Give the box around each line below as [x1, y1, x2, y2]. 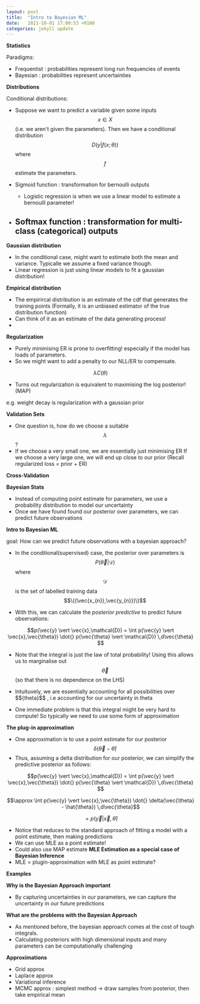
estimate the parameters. [14, 170, 77, 177]
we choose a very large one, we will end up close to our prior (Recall [14, 454, 184, 461]
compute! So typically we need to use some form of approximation [14, 712, 180, 720]
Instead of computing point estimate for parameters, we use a [14, 495, 168, 503]
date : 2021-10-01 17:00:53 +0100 [6, 20, 95, 26]
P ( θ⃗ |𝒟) [95, 559, 116, 566]
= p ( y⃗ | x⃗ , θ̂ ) [85, 815, 118, 822]
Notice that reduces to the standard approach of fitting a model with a [14, 827, 187, 834]
